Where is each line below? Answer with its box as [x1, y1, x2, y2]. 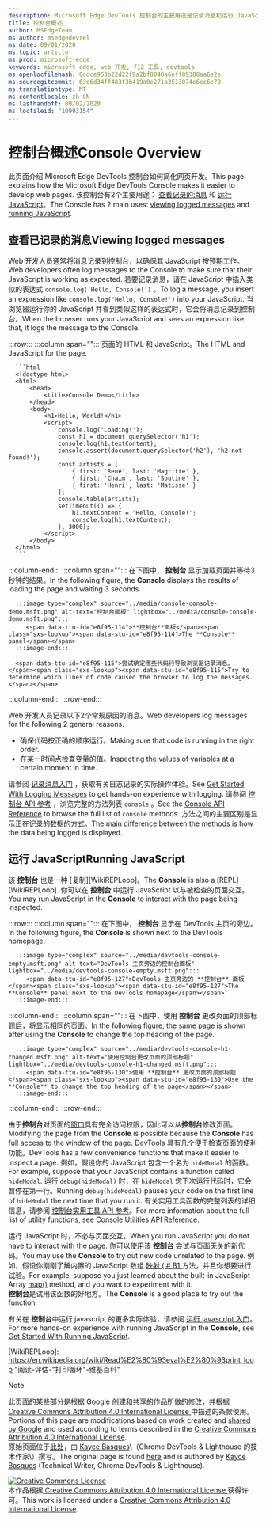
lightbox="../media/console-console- [133, 607, 258, 616]
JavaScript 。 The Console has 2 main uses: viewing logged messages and [8, 200, 250, 209]
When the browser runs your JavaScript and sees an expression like [22, 314, 245, 323]
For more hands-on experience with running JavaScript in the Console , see [8, 1323, 255, 1333]
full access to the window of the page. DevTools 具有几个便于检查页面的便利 [8, 1138, 257, 1147]
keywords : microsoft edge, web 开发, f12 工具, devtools [8, 63, 196, 71]
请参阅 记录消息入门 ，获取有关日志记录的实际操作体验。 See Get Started [8, 779, 245, 789]
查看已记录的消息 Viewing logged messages [8, 234, 226, 247]
